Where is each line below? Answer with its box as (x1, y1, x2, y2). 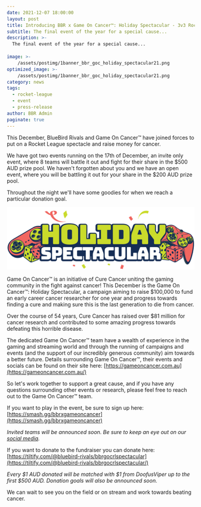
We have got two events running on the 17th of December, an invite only (7, 152, 184, 159)
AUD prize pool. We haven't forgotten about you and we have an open (7, 164, 179, 171)
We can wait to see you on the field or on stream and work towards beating (7, 488, 191, 496)
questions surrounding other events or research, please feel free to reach (7, 386, 187, 394)
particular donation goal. (7, 195, 67, 202)
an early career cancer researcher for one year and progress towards (7, 294, 178, 302)
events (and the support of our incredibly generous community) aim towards (7, 349, 194, 357)
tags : (7, 85, 20, 91)
